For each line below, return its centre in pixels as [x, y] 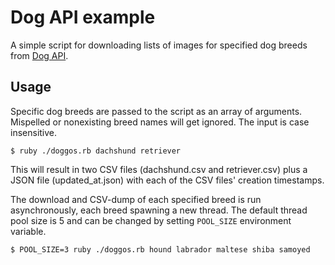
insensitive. [34, 132]
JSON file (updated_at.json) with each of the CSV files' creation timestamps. [167, 180]
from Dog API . [39, 55]
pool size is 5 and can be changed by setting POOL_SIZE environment [151, 220]
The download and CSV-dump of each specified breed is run [136, 199]
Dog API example [83, 17]
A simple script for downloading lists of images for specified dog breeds [159, 45]
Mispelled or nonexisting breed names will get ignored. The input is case [160, 122]
